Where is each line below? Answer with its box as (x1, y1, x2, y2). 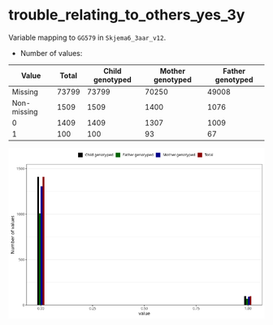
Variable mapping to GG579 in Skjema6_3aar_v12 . (8, 32, 167, 42)
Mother (159, 67, 185, 76)
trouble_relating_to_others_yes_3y (8, 6, 245, 24)
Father (223, 67, 246, 76)
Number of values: (19, 48, 83, 58)
